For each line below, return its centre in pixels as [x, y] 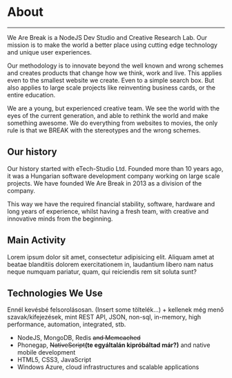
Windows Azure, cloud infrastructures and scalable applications [108, 367]
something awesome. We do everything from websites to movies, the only [113, 123]
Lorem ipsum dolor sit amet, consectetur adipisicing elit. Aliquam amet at [111, 257]
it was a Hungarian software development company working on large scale [114, 176]
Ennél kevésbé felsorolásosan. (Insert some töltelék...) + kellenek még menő [116, 310]
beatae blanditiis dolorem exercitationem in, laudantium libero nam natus [110, 264]
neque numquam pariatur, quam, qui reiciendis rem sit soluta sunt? [102, 271]
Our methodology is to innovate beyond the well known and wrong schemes [115, 66]
